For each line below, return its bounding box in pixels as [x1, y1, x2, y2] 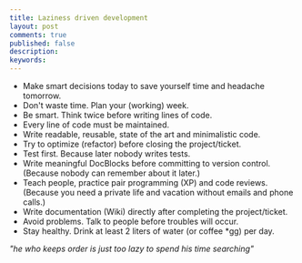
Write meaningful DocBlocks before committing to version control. [22, 158, 271, 168]
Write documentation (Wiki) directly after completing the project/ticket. [22, 207, 288, 217]
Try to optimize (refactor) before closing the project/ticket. [22, 138, 242, 149]
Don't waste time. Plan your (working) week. [22, 100, 189, 110]
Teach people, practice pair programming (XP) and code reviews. [22, 177, 268, 187]
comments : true [9, 30, 67, 39]
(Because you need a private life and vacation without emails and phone [22, 187, 294, 197]
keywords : [9, 56, 47, 65]
